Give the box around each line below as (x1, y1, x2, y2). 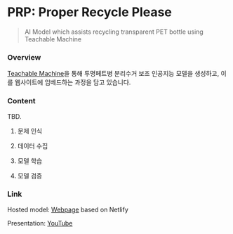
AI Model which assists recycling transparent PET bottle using (24, 27, 204, 36)
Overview (7, 52, 41, 62)
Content (7, 96, 36, 106)
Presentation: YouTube (7, 219, 73, 227)
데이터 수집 (17, 141, 48, 150)
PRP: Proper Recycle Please (7, 4, 172, 20)
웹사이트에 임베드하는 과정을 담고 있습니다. (14, 78, 131, 86)
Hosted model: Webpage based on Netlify (7, 205, 128, 214)
